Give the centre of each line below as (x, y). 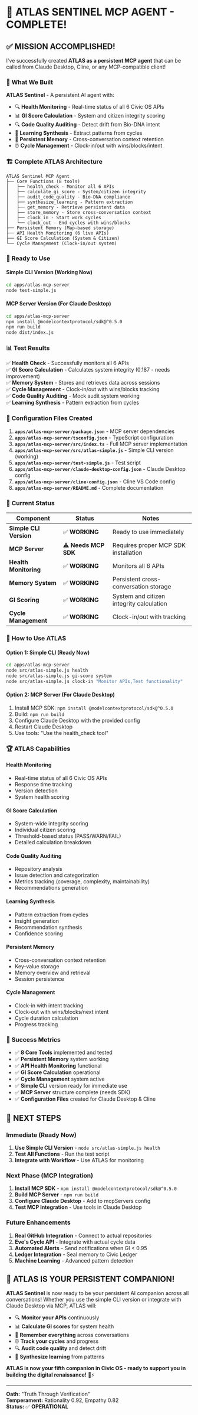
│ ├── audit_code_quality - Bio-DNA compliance (68, 197)
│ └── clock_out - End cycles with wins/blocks (68, 223)
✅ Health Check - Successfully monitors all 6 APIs (68, 363)
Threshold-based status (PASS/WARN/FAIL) (68, 836)
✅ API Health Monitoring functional (58, 1066)
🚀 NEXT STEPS (34, 1118)
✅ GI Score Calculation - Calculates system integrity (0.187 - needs (88, 370)
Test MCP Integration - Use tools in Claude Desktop (78, 1207)
